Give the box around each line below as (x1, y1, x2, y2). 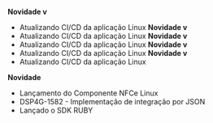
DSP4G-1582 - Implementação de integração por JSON (19, 97, 206, 106)
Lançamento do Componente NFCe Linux (19, 88, 159, 98)
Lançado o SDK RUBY (19, 105, 93, 115)
